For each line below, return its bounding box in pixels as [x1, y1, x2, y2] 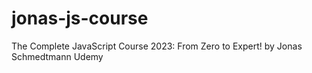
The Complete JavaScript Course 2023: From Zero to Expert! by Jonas [11, 40, 303, 52]
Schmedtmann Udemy [11, 50, 104, 62]
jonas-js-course [11, 7, 149, 30]
